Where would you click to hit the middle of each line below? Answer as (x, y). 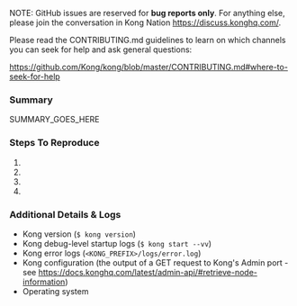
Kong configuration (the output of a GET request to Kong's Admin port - (155, 262)
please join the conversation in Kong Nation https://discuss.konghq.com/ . (145, 22)
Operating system (55, 291)
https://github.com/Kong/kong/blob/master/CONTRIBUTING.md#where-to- (148, 67)
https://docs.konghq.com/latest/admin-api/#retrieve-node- (148, 272)
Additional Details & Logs (65, 214)
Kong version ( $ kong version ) (79, 234)
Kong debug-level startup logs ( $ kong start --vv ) (117, 243)
